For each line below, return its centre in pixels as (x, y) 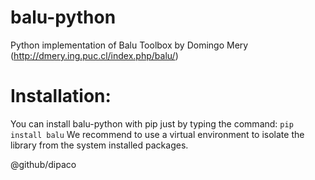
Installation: (61, 96)
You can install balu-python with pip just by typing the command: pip (152, 123)
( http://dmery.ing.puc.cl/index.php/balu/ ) (94, 55)
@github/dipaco (43, 164)
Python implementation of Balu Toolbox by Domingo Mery (129, 45)
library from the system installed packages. (99, 145)
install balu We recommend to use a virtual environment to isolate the (157, 134)
